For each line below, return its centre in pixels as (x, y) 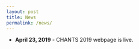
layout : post (23, 12)
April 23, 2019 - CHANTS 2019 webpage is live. (74, 40)
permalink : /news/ (29, 23)
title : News (21, 17)
